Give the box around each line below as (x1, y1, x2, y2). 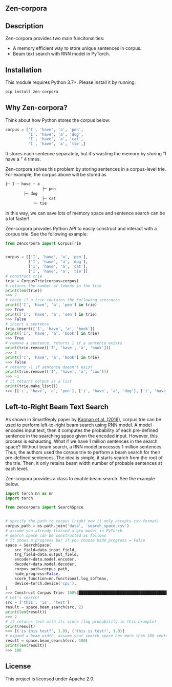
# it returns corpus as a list (5, 379, 72, 384)
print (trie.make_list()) (5, 384, 58, 389)
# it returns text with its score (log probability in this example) (5, 619, 157, 624)
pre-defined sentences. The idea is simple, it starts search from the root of (5, 455, 163, 461)
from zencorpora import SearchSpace (5, 505, 83, 510)
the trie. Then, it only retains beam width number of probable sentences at (5, 460, 162, 466)
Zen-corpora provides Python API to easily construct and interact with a (5, 225, 157, 231)
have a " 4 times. (5, 156, 41, 162)
